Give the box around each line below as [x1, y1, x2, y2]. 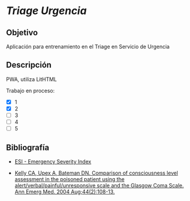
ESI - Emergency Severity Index [14, 158, 91, 165]
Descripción [6, 60, 52, 70]
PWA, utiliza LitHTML [6, 75, 57, 83]
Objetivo [6, 28, 38, 38]
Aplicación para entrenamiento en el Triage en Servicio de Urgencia [6, 43, 170, 50]
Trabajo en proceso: [6, 87, 55, 94]
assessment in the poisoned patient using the [14, 175, 125, 183]
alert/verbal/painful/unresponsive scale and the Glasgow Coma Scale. [14, 182, 184, 189]
